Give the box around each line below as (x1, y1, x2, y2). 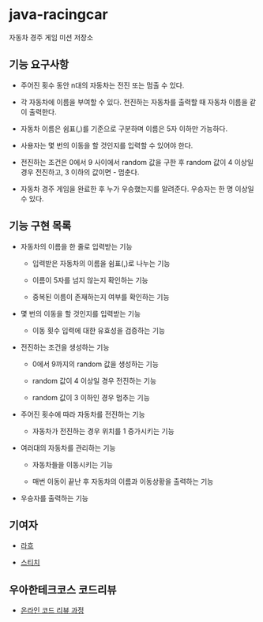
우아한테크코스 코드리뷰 (9, 583, 117, 597)
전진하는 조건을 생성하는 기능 (20, 342, 110, 352)
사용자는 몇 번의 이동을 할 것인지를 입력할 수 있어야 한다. (20, 141, 193, 150)
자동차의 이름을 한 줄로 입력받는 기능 (20, 242, 133, 251)
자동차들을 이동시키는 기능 (32, 459, 114, 469)
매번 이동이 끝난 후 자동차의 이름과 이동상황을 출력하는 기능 (32, 476, 214, 486)
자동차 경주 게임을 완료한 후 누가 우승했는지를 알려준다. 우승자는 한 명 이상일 (20, 184, 255, 193)
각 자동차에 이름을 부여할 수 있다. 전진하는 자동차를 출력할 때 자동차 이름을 (20, 97, 248, 107)
